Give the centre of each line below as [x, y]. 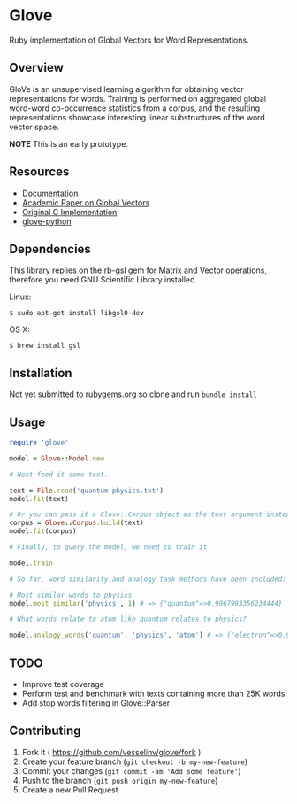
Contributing [45, 731]
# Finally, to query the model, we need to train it [108, 547]
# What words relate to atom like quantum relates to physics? [128, 619]
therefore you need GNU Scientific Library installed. [103, 280]
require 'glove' [39, 443]
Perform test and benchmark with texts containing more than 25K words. [155, 693]
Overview [37, 68]
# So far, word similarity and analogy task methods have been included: [148, 579]
